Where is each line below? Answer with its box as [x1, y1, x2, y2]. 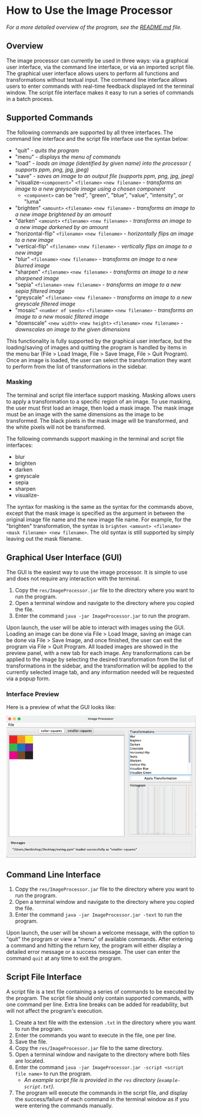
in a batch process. [6, 95, 54, 102]
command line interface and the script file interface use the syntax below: [6, 135, 189, 142]
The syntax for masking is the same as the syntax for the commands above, [6, 503, 194, 510]
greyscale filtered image [14, 300, 76, 307]
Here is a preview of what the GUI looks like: [6, 703, 116, 710]
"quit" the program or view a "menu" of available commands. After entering [6, 935, 193, 942]
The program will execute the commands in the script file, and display [14, 1089, 188, 1096]
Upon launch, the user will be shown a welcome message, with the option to [6, 929, 195, 936]
